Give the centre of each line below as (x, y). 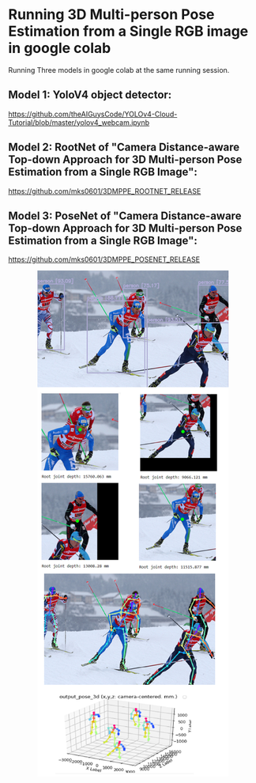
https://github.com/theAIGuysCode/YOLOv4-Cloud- (93, 114)
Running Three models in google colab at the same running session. (119, 70)
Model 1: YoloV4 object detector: (90, 95)
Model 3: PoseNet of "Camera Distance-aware (125, 216)
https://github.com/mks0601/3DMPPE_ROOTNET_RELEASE (105, 191)
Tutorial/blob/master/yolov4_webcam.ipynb (79, 122)
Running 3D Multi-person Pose (111, 15)
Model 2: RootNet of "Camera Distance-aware (124, 148)
